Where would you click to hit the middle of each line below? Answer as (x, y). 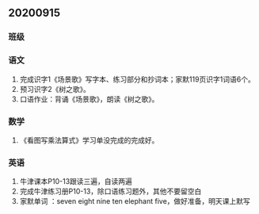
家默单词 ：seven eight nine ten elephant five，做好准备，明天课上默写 (135, 201)
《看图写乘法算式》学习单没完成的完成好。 (89, 140)
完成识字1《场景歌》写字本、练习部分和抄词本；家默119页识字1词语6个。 (137, 79)
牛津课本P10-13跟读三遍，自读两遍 (76, 182)
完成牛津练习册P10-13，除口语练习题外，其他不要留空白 (110, 191)
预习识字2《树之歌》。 (55, 89)
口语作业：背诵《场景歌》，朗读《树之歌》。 (89, 99)
